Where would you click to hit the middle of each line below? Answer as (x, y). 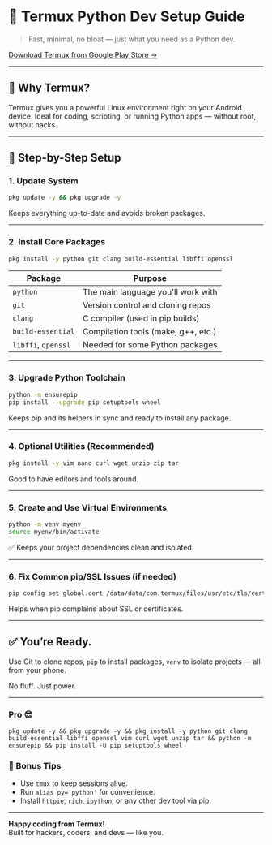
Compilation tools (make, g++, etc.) (149, 332)
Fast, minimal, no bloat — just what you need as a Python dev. (132, 39)
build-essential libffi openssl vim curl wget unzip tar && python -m (130, 739)
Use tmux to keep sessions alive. (74, 783)
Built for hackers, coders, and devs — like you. (86, 833)
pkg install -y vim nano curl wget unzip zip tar (94, 463)
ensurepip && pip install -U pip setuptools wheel (96, 746)
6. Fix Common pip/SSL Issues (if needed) (92, 576)
